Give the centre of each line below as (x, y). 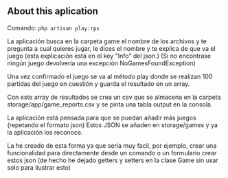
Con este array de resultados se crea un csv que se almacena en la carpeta (114, 97)
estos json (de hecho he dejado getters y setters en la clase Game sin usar (113, 160)
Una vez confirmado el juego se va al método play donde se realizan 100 (110, 76)
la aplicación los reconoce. (45, 132)
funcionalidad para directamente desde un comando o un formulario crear (112, 153)
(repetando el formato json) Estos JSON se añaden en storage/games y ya (113, 125)
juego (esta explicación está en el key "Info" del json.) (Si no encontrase (109, 56)
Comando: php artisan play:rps (54, 27)
